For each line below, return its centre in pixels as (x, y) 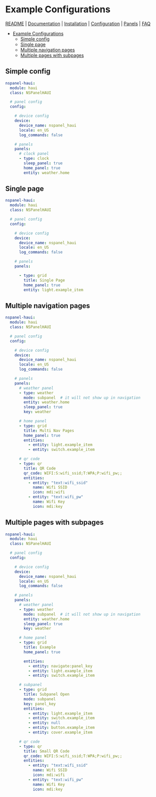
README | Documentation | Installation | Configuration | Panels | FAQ (78, 24)
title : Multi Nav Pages (49, 430)
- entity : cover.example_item (60, 733)
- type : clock (34, 159)
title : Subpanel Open (47, 695)
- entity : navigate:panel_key (60, 666)
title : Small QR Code (47, 751)
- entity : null (44, 723)
